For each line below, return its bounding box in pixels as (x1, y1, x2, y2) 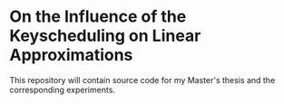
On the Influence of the (9, 6, 187, 27)
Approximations (9, 45, 133, 65)
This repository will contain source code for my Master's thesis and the (9, 74, 276, 85)
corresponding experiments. (9, 84, 116, 95)
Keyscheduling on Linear (9, 25, 201, 46)
